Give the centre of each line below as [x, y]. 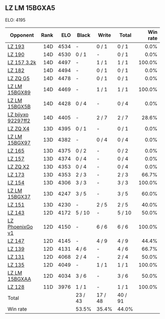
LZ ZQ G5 [19, 78]
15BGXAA [19, 279]
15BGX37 [19, 197]
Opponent [22, 35]
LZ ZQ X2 [18, 166]
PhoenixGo [20, 227]
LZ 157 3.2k [22, 62]
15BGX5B [19, 106]
